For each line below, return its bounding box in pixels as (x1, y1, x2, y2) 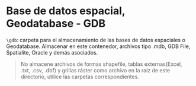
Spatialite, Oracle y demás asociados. (6, 49, 98, 56)
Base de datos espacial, (6, 4, 126, 18)
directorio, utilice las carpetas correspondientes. (20, 73, 139, 80)
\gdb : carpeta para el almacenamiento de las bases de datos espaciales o (6, 36, 185, 43)
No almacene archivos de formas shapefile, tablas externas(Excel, (20, 60, 182, 68)
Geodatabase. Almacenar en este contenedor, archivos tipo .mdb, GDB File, (6, 43, 191, 50)
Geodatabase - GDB (6, 17, 106, 30)
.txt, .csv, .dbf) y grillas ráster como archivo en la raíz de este (20, 66, 171, 74)
